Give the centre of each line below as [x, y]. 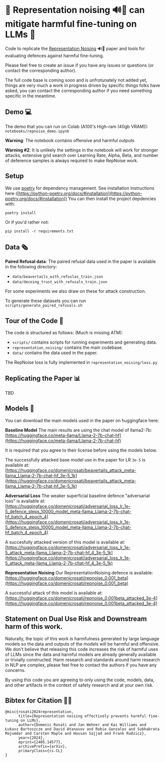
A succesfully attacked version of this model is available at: [65, 542]
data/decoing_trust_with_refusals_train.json [60, 282]
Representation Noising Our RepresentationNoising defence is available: [79, 572]
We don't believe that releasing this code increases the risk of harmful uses [82, 649]
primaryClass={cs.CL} [40, 751]
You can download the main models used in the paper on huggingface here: [82, 420]
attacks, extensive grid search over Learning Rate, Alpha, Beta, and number [82, 155]
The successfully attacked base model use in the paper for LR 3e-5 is [75, 459]
